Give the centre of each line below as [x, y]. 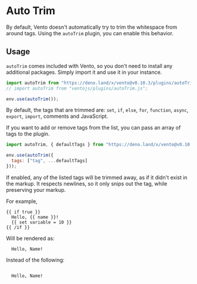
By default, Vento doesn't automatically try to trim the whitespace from [92, 27]
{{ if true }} [23, 212]
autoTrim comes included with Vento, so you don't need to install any [89, 66]
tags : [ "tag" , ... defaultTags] [50, 161]
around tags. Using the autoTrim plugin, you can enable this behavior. [90, 33]
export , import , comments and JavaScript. [57, 116]
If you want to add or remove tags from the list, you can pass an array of [94, 128]
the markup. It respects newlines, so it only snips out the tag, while [87, 184]
